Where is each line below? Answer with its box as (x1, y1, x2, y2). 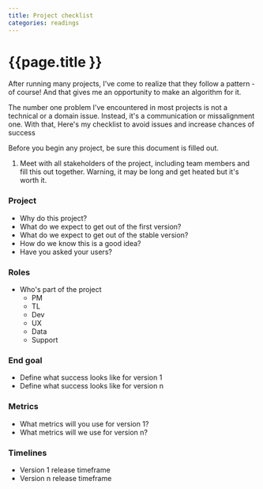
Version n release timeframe (19, 473, 112, 483)
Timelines (8, 447, 47, 458)
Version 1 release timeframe (19, 464, 111, 475)
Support (31, 335, 58, 345)
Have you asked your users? (19, 247, 113, 256)
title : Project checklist (8, 11, 93, 20)
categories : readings (8, 19, 80, 27)
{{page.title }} (8, 53, 103, 71)
